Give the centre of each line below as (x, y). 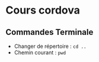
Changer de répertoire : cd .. (50, 46)
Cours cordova (43, 10)
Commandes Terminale (49, 32)
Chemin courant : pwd (40, 53)
